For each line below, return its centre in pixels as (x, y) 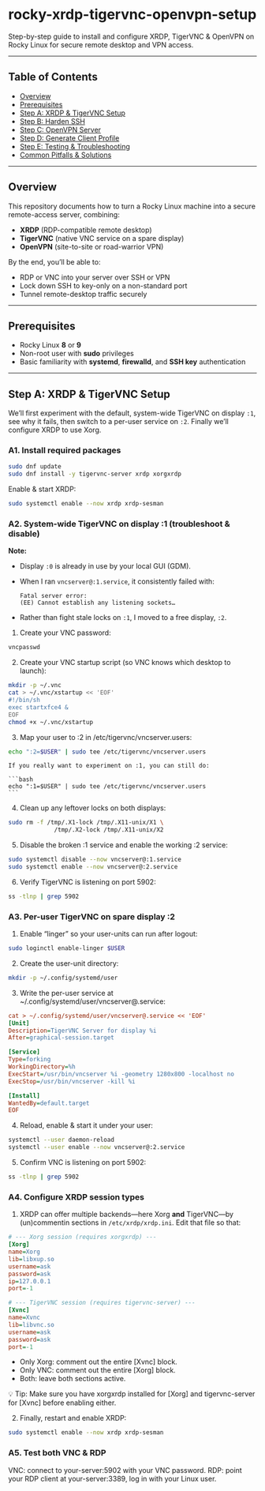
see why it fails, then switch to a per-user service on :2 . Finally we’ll (118, 422)
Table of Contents (53, 77)
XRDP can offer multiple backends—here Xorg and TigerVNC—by (127, 1215)
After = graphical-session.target (61, 1038)
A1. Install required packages (65, 450)
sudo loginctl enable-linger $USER (67, 948)
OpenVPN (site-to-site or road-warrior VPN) (91, 246)
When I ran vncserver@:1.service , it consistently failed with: (117, 581)
